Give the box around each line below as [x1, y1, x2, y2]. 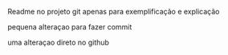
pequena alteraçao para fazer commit [7, 22, 132, 31]
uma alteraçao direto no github [7, 37, 110, 47]
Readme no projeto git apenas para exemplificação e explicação [7, 7, 220, 16]
